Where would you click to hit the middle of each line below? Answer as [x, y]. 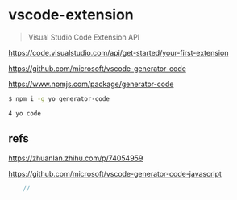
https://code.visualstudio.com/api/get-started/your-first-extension [118, 52]
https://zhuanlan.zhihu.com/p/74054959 [76, 158]
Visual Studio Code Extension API [84, 37]
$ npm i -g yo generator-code [59, 98]
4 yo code [25, 113]
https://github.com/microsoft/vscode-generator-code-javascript [115, 173]
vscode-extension [71, 15]
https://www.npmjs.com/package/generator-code [91, 84]
